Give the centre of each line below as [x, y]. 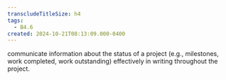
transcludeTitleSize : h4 [44, 14]
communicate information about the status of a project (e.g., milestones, [113, 54]
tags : [15, 21]
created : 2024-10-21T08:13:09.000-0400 [66, 34]
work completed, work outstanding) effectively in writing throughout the [113, 62]
